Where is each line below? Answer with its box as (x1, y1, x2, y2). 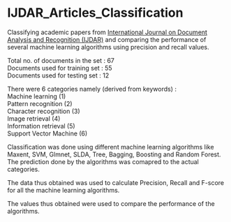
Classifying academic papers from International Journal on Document (7, 28, 208, 36)
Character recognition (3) (7, 107, 80, 115)
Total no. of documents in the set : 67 (7, 56, 115, 64)
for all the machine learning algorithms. (7, 186, 120, 194)
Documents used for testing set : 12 (7, 71, 110, 80)
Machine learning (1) (7, 92, 66, 101)
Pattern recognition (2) (7, 99, 73, 108)
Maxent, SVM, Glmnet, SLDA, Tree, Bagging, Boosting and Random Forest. (7, 150, 221, 158)
